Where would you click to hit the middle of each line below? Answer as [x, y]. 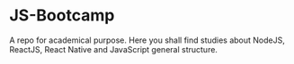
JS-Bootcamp [62, 16]
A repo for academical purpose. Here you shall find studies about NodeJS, [147, 40]
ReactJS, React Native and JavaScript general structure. [114, 49]
